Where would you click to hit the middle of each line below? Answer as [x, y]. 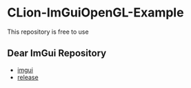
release [28, 77]
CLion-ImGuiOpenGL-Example [95, 13]
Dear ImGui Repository [57, 53]
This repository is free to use [48, 32]
